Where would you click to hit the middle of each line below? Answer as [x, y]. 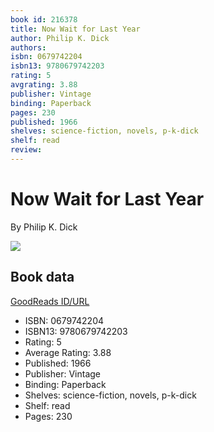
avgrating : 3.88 [44, 85]
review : [26, 150]
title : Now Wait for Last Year [75, 29]
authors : [28, 47]
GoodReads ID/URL [50, 301]
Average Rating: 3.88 [68, 352]
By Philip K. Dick [44, 227]
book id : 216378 [44, 19]
